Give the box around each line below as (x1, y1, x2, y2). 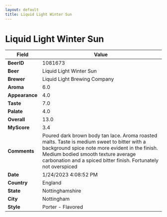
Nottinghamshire (42, 187, 82, 194)
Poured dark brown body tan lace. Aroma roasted (42, 132, 158, 139)
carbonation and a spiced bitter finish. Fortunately (42, 157, 159, 164)
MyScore (7, 124, 30, 131)
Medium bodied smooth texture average (42, 151, 136, 158)
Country (7, 179, 28, 186)
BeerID (7, 60, 24, 67)
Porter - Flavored (42, 204, 83, 211)
